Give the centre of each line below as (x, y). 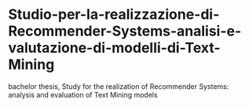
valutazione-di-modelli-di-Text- (115, 48)
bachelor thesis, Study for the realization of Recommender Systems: (119, 86)
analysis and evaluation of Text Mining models (83, 94)
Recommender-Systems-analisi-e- (125, 31)
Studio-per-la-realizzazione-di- (114, 15)
